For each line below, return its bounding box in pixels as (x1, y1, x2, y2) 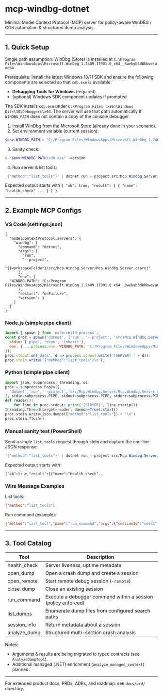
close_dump (7, 585, 35, 592)
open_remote (7, 578, 38, 584)
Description (86, 553, 114, 560)
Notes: (5, 642, 18, 647)
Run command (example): (5, 512, 57, 517)
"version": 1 (17, 296, 45, 300)
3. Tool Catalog (5, 539, 52, 547)
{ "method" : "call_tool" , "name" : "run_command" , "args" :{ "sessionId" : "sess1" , (5, 521, 160, 526)
